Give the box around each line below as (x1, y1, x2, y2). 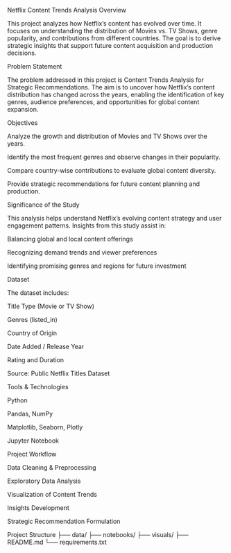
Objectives (7, 119, 38, 127)
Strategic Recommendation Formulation (7, 517, 121, 525)
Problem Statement (7, 62, 62, 70)
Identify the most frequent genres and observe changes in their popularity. (7, 153, 221, 161)
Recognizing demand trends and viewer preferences (7, 248, 157, 256)
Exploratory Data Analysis (7, 477, 81, 485)
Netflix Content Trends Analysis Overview (7, 6, 127, 14)
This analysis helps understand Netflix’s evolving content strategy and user (7, 214, 222, 222)
